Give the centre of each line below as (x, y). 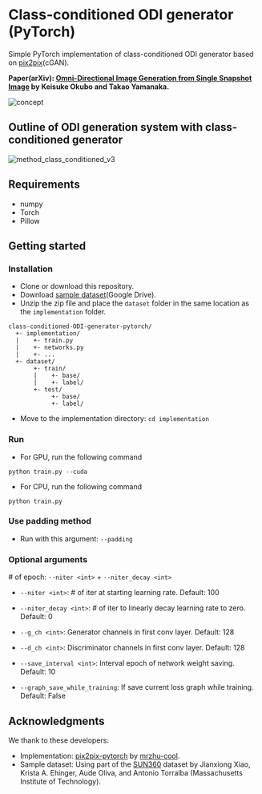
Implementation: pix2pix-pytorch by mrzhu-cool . (100, 756)
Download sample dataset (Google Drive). (88, 295)
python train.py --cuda (48, 472)
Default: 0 (36, 617)
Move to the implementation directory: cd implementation (115, 419)
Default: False (43, 696)
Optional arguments (48, 559)
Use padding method (50, 521)
